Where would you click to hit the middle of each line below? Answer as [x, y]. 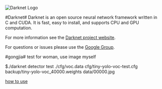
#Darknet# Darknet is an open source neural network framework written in [81, 17]
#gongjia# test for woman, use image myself [51, 57]
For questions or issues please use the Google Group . [60, 47]
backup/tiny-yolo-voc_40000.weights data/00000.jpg [60, 72]
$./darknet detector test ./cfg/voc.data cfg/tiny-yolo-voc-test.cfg [71, 66]
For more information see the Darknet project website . [60, 38]
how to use [17, 81]
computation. [19, 28]
